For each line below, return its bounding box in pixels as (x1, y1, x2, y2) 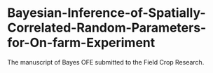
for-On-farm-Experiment (7, 35, 156, 51)
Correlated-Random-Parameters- (7, 20, 207, 36)
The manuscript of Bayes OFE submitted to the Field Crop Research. (7, 58, 205, 66)
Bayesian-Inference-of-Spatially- (7, 5, 206, 21)
